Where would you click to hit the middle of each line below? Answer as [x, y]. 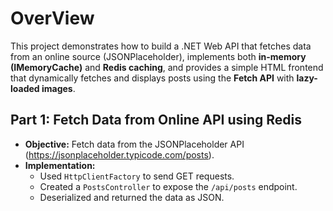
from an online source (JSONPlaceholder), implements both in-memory [158, 56]
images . [58, 88]
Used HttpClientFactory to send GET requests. [137, 176]
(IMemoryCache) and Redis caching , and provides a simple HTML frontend [167, 67]
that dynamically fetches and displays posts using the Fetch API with [152, 78]
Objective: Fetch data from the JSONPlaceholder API [134, 144]
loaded [25, 88]
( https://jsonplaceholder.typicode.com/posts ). [119, 154]
